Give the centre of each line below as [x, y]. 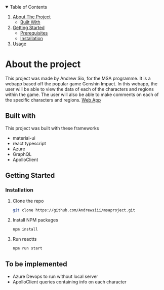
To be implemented [36, 264]
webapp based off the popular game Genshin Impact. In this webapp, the [81, 84]
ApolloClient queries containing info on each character [69, 282]
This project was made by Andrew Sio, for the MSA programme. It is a [78, 78]
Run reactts [25, 239]
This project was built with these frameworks [52, 128]
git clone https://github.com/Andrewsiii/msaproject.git [74, 210]
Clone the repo [28, 201]
